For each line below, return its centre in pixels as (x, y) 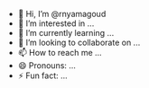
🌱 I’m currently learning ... (66, 33)
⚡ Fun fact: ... (42, 75)
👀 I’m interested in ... (56, 23)
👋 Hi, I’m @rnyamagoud (62, 14)
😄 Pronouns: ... (47, 66)
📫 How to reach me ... (60, 53)
